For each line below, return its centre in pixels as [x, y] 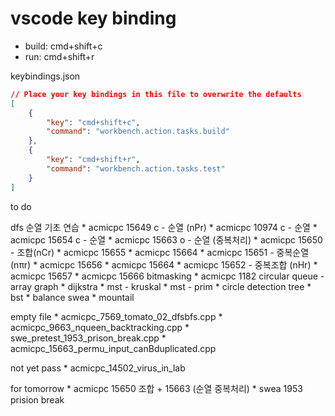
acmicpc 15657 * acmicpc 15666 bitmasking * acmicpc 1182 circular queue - [167, 276]
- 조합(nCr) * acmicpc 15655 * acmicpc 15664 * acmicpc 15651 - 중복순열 [160, 252]
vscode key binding [93, 18]
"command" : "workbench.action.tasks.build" [138, 132]
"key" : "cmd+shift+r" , [93, 160]
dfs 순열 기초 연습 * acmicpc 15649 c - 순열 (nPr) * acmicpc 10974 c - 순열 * [164, 227]
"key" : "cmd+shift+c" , [93, 122]
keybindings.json [45, 76]
